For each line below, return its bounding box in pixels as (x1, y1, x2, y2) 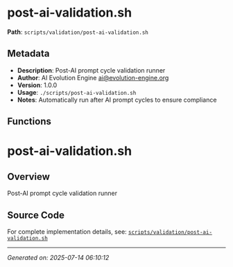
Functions (7, 116, 52, 127)
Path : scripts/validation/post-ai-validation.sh (7, 28, 149, 36)
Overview (7, 171, 51, 183)
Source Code (7, 209, 64, 221)
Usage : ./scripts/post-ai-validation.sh (17, 88, 137, 96)
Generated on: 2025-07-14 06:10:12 (7, 253, 110, 261)
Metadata (7, 48, 50, 59)
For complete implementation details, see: (7, 227, 127, 236)
